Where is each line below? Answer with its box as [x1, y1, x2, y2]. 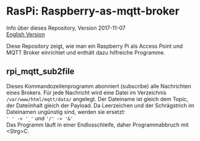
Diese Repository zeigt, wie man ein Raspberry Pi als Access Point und [6, 42, 183, 50]
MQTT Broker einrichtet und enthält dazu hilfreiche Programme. [6, 48, 165, 56]
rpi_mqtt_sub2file [6, 67, 75, 77]
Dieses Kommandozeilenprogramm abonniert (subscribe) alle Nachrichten [6, 82, 192, 90]
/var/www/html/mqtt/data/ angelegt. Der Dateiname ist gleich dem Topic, [6, 95, 188, 102]
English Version [6, 30, 45, 38]
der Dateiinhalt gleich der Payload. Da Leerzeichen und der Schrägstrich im [6, 102, 195, 109]
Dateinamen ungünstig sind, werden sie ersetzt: [6, 108, 126, 116]
